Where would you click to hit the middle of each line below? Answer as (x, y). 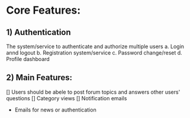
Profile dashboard (28, 59)
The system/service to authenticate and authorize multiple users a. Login (95, 46)
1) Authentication (38, 32)
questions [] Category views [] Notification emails (67, 98)
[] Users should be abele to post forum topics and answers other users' (93, 92)
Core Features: (44, 10)
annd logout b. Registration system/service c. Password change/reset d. (94, 53)
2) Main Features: (39, 78)
